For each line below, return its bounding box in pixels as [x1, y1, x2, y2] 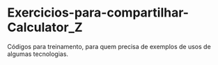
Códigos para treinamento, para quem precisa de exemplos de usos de [7, 42, 211, 50]
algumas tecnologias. [7, 50, 68, 58]
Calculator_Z [7, 19, 83, 35]
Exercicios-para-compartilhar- [7, 5, 189, 21]
